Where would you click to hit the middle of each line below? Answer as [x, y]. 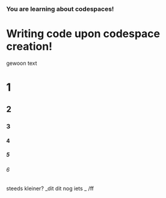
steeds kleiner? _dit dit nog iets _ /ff [50, 188]
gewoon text [22, 63]
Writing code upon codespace [83, 34]
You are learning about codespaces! [60, 9]
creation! [29, 46]
